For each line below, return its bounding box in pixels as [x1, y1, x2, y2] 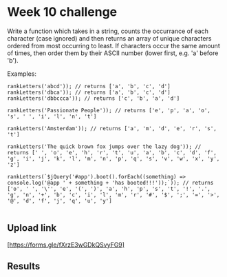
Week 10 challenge [7, 4, 118, 20]
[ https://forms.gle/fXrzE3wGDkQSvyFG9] [7, 240, 125, 249]
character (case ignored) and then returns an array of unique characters [7, 34, 212, 42]
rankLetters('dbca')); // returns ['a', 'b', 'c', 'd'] [7, 89, 171, 96]
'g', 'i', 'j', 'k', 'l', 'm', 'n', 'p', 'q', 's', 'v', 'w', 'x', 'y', [7, 155, 220, 162]
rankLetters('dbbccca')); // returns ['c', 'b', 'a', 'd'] [7, 94, 180, 102]
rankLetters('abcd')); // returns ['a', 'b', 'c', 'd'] [7, 83, 171, 90]
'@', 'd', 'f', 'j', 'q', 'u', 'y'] [7, 197, 112, 204]
